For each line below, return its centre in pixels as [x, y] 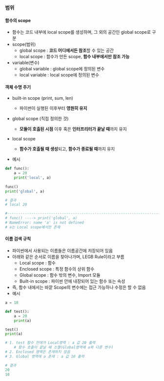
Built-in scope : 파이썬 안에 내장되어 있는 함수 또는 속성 [72, 281]
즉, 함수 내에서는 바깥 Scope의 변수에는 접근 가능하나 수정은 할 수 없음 [79, 288]
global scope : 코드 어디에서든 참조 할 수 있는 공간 [66, 50]
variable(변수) [26, 63]
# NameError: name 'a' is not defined [44, 223]
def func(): [17, 169]
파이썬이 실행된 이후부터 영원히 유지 [53, 108]
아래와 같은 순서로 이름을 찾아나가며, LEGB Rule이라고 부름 [68, 257]
